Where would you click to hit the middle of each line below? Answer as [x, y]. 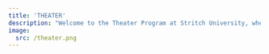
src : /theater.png [46, 38]
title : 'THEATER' [37, 15]
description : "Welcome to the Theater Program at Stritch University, [128, 23]
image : [19, 30]
